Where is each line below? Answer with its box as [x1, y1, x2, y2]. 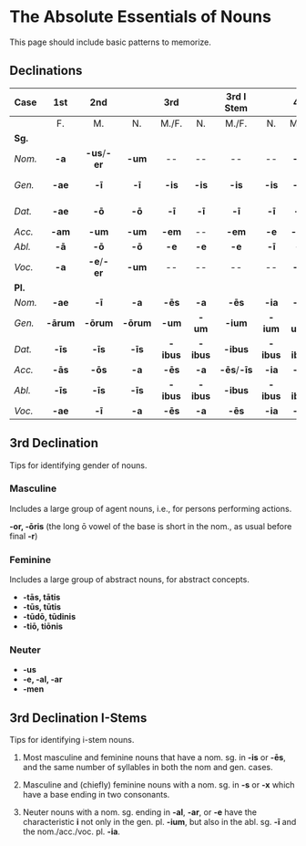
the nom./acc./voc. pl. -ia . [22, 826, 121, 837]
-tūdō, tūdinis [22, 611, 76, 622]
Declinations [9, 63, 83, 78]
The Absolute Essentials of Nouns [9, 6, 271, 27]
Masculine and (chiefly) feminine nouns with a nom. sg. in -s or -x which [22, 779, 295, 790]
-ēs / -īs [219, 363, 253, 376]
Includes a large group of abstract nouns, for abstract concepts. [9, 574, 250, 585]
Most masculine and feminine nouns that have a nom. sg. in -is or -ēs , [22, 752, 287, 763]
